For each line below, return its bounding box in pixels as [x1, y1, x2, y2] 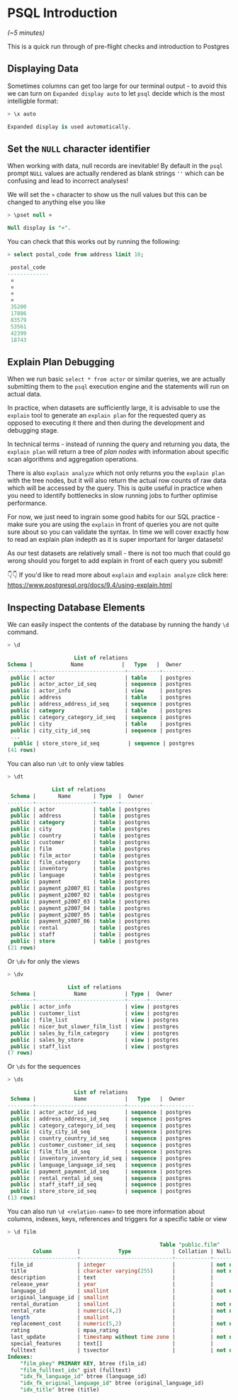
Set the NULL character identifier [7, 143, 151, 155]
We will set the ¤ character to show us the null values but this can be [7, 190, 208, 199]
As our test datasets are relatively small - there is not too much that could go [7, 549, 231, 557]
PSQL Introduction [7, 5, 118, 21]
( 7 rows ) [7, 1050, 33, 1057]
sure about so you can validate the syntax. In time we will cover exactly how [7, 528, 229, 536]
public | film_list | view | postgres [10, 1016, 179, 1024]
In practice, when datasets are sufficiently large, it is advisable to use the [7, 404, 220, 412]
